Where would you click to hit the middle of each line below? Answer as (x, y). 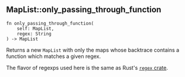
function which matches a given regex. (54, 56)
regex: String (34, 34)
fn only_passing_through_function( (50, 23)
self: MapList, (36, 28)
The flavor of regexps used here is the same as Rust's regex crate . (87, 68)
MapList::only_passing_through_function (84, 10)
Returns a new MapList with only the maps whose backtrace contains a (93, 50)
